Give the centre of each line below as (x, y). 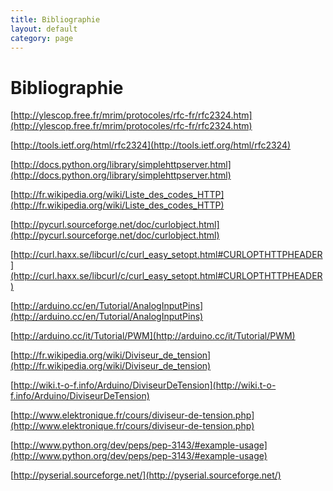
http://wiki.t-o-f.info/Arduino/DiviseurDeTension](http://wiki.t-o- (145, 385)
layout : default (44, 29)
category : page (42, 38)
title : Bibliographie (55, 19)
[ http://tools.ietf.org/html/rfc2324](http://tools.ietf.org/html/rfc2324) (151, 145)
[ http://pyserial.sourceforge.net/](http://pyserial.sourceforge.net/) (146, 475)
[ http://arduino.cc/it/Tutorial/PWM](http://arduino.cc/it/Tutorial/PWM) (153, 336)
